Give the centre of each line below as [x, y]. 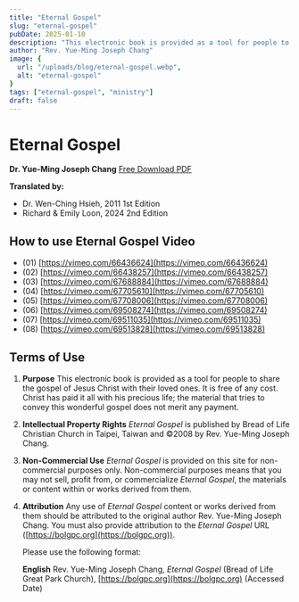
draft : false [33, 100]
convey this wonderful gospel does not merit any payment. [130, 407]
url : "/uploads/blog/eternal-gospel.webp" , [99, 68]
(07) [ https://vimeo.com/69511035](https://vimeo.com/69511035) [141, 320]
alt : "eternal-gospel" [59, 76]
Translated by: [37, 186]
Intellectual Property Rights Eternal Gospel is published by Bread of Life [156, 424]
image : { [25, 59]
